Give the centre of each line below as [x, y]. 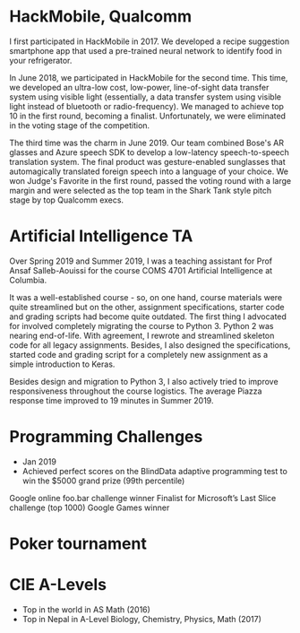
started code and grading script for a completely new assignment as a [139, 354]
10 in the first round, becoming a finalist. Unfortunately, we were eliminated [148, 116]
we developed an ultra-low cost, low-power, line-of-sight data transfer [139, 87]
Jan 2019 [39, 461]
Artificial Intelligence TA [101, 236]
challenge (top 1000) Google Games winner [90, 507]
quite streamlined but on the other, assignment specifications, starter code [147, 307]
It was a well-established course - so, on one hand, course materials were [146, 297]
